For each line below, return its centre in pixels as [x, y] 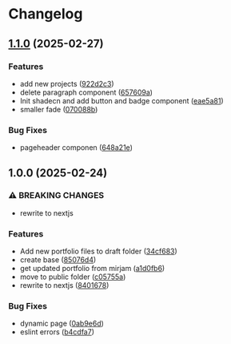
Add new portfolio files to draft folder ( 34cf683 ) [98, 251]
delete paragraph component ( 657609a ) [86, 92]
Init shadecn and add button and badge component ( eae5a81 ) [121, 100]
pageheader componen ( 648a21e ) [76, 148]
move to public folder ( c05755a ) [73, 277]
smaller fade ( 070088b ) [59, 109]
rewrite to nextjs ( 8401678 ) [64, 285]
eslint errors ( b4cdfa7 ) [57, 332]
